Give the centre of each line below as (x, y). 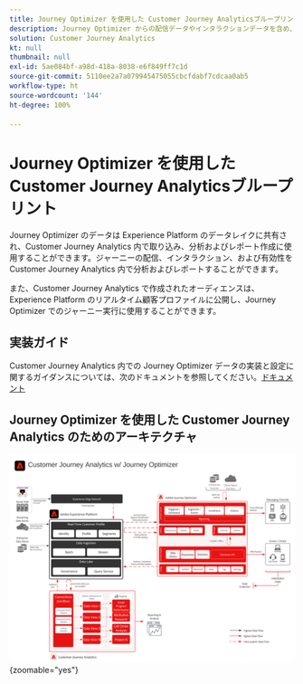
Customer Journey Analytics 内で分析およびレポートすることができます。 (146, 269)
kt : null (26, 48)
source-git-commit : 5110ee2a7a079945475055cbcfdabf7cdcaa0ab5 (129, 77)
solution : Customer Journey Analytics (82, 38)
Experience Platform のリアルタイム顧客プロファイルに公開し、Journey (143, 299)
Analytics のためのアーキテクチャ (103, 437)
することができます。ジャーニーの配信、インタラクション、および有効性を (155, 258)
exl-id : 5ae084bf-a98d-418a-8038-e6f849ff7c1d (99, 67)
